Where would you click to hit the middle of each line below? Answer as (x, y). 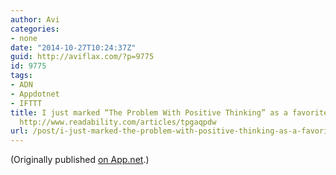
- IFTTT (26, 103)
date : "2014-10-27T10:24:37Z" (73, 47)
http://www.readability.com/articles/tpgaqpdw (118, 122)
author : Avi (35, 19)
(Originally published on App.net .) (80, 160)
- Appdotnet (35, 94)
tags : (21, 76)
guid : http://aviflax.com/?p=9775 (82, 57)
